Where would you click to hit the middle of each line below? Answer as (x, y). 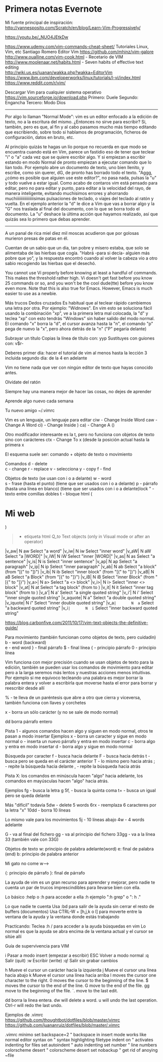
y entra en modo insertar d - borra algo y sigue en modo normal (69, 746)
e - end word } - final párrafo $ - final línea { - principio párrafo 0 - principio (81, 647)
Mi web (20, 514)
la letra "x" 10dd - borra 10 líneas (38, 810)
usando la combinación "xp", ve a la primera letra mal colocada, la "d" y (77, 313)
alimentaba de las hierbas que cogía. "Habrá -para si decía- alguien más (77, 253)
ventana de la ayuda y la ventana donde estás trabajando (62, 916)
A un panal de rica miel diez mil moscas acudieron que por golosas (72, 233)
